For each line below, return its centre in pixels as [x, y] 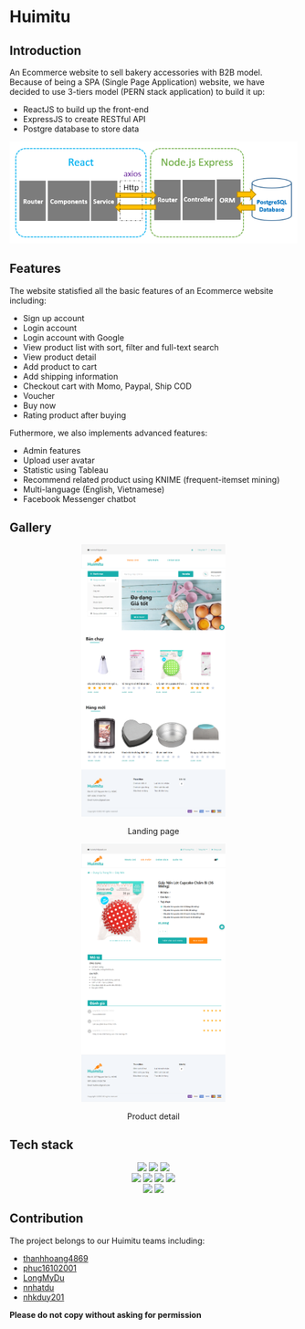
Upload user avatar [59, 460]
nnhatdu [38, 1287]
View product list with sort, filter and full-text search [121, 347]
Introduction [46, 51]
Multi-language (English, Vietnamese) [94, 489]
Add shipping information [70, 376]
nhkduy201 [43, 1297]
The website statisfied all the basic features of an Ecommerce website [142, 290]
